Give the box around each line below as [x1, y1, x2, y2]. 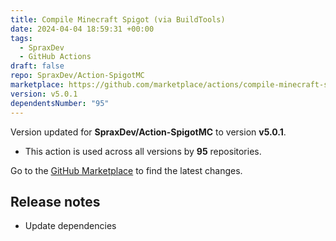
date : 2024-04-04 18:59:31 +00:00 [10, 24, 155, 34]
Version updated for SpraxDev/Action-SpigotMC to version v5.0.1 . [10, 126, 287, 138]
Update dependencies [24, 220, 117, 232]
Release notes [10, 193, 101, 210]
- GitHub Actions [19, 52, 92, 62]
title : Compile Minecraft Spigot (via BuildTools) [10, 14, 226, 25]
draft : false [10, 61, 65, 71]
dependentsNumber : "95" [10, 98, 110, 108]
